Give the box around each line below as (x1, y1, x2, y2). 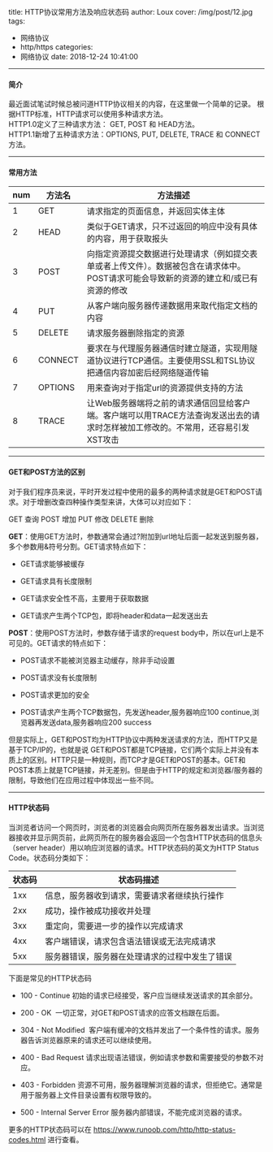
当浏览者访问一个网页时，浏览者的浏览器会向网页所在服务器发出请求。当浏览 (8, 822, 265, 832)
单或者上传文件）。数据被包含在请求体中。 (86, 261, 246, 272)
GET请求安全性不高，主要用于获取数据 (19, 593, 149, 603)
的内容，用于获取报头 (86, 233, 169, 245)
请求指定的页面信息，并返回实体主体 (86, 206, 226, 217)
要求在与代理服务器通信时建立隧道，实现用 (86, 343, 250, 354)
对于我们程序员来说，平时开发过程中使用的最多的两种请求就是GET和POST (8, 487, 256, 496)
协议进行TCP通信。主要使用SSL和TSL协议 (94, 355, 256, 366)
